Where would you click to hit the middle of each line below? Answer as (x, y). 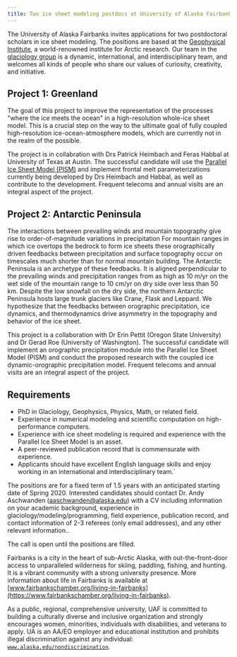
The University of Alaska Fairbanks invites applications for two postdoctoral (117, 34)
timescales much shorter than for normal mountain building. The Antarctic (115, 261)
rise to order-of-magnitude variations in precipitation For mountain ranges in (118, 239)
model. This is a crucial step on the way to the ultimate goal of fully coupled (117, 126)
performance (37, 427)
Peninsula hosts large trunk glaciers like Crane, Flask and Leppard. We (110, 299)
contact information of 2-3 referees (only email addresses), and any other (115, 523)
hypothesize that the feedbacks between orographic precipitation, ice (109, 306)
